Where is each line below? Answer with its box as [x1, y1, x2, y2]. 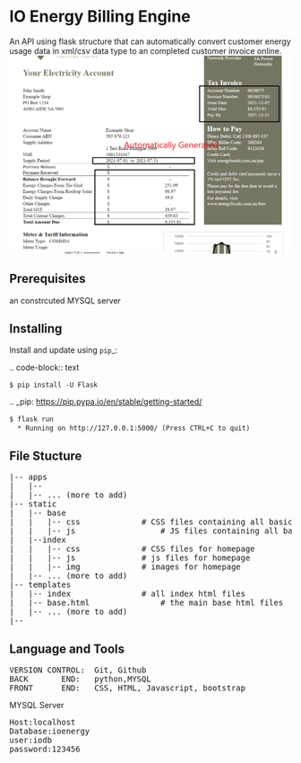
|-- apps [9, 472, 47, 482]
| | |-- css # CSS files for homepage [9, 544, 255, 554]
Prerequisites [9, 271, 86, 286]
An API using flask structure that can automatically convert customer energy [9, 36, 291, 47]
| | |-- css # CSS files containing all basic [9, 517, 293, 527]
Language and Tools [9, 641, 125, 656]
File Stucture [9, 448, 82, 463]
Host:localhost [9, 717, 76, 728]
